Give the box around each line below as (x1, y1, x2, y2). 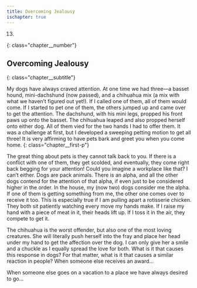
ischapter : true (6, 14, 46, 20)
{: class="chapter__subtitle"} (6, 74, 76, 81)
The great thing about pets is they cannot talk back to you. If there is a (6, 153, 176, 160)
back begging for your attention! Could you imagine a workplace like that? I (6, 165, 188, 172)
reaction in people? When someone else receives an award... (6, 257, 154, 265)
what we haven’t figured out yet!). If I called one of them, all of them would (6, 98, 186, 105)
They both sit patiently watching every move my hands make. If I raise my (6, 203, 185, 210)
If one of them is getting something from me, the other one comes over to (6, 190, 185, 197)
